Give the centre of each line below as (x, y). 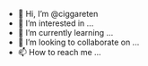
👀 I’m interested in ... (56, 23)
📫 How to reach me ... (59, 52)
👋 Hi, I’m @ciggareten (58, 14)
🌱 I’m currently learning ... (65, 33)
